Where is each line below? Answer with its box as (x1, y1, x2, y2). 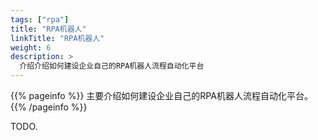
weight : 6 (10, 42, 52, 53)
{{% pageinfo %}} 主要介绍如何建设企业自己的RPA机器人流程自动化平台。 (10, 90, 313, 101)
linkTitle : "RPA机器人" (10, 33, 105, 43)
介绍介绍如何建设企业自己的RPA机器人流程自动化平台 (19, 61, 205, 71)
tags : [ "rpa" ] (10, 14, 70, 25)
